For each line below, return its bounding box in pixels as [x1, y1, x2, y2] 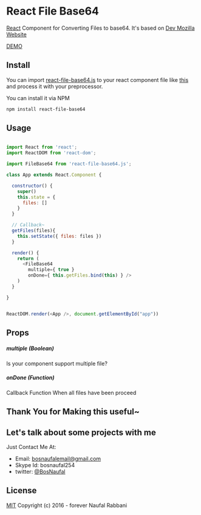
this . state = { [17, 194, 56, 200]
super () [17, 188, 36, 195]
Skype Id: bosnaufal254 [15, 462, 75, 469]
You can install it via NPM [6, 94, 70, 101]
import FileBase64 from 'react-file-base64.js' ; [6, 161, 132, 167]
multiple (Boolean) [6, 345, 55, 352]
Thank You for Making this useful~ [6, 406, 140, 417]
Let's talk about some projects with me [6, 427, 156, 437]
